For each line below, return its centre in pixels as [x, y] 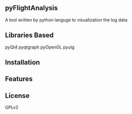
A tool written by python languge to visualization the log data [66, 20]
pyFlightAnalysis [31, 8]
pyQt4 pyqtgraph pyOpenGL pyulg [40, 47]
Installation [22, 62]
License [17, 96]
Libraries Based [29, 35]
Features [19, 79]
